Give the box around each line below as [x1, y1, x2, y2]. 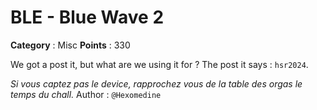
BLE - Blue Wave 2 [10, 6, 165, 29]
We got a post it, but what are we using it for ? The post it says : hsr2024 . [10, 58, 309, 70]
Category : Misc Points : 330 [10, 39, 131, 51]
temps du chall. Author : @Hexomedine [10, 88, 162, 100]
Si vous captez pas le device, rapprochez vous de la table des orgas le [10, 77, 303, 90]
